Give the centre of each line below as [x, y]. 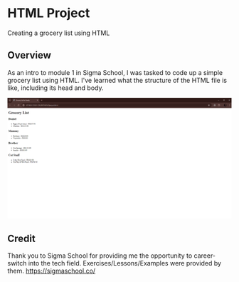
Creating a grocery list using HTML [59, 33]
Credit [21, 238]
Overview [30, 55]
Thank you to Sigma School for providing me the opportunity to [100, 256]
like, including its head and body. [56, 88]
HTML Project [49, 13]
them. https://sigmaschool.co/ [52, 271]
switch [17, 263]
